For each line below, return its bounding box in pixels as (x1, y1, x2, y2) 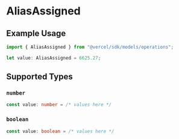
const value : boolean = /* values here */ (6, 128, 115, 134)
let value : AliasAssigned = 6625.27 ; (6, 55, 101, 61)
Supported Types (6, 72, 74, 82)
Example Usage (6, 28, 66, 39)
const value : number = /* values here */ (6, 102, 112, 108)
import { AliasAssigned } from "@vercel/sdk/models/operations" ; (6, 44, 174, 50)
